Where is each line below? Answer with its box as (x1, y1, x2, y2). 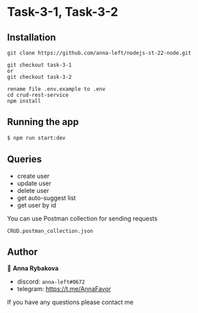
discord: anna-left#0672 (16, 277, 86, 286)
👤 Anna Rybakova (7, 264, 59, 273)
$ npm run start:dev (7, 135, 66, 141)
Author (7, 246, 38, 257)
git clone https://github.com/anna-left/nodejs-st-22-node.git (7, 49, 192, 56)
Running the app (7, 116, 79, 128)
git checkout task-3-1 (7, 62, 72, 69)
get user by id (16, 200, 57, 209)
